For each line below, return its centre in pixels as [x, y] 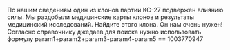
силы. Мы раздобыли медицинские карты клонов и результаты [101, 17]
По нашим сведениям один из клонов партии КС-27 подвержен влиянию [115, 10]
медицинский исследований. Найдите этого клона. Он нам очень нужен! [115, 24]
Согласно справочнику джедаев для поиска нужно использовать [104, 32]
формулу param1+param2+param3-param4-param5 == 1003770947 [105, 39]
